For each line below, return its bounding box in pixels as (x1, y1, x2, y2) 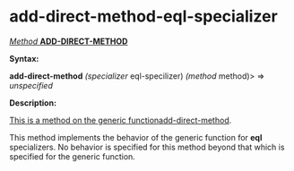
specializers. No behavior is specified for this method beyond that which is (9, 141, 285, 152)
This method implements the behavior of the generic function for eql (9, 132, 263, 142)
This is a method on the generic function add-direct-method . (9, 115, 232, 125)
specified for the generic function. (9, 150, 136, 162)
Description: (9, 97, 56, 108)
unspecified (9, 80, 54, 90)
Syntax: (9, 53, 39, 64)
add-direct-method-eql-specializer (9, 6, 278, 27)
